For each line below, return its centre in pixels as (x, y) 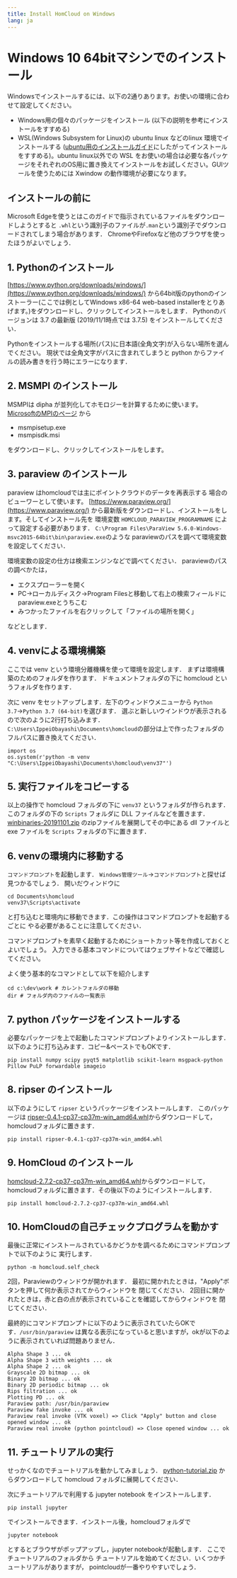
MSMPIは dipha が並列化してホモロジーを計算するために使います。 (105, 404)
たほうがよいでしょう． (41, 243)
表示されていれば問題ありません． (69, 1341)
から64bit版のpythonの (181, 293)
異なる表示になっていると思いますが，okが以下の (152, 1332)
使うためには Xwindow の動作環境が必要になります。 (114, 174)
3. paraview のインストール (67, 474)
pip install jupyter (38, 1508)
